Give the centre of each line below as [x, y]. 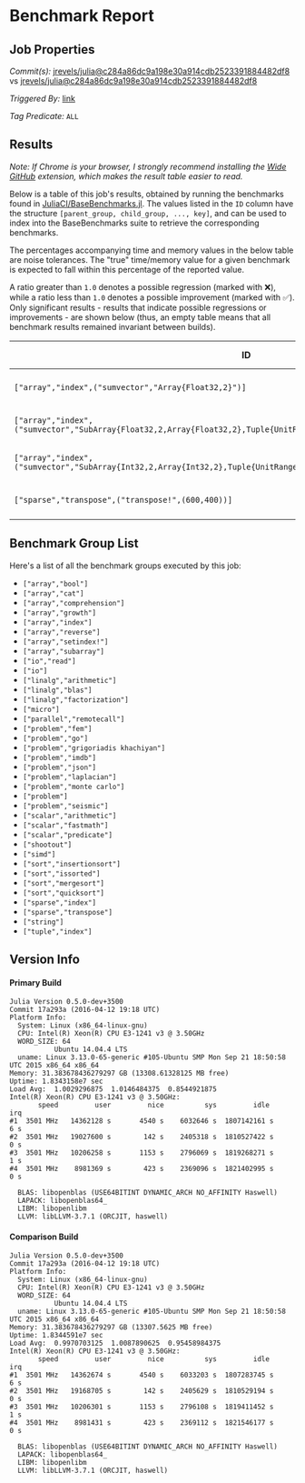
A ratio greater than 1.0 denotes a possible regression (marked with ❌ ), [143, 286]
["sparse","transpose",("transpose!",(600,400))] [123, 500]
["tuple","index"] [57, 932]
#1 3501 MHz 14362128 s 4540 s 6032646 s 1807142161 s [142, 1121]
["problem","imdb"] [59, 757]
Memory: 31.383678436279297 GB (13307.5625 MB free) [111, 1328]
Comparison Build [44, 1237]
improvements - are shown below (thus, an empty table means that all [140, 317]
